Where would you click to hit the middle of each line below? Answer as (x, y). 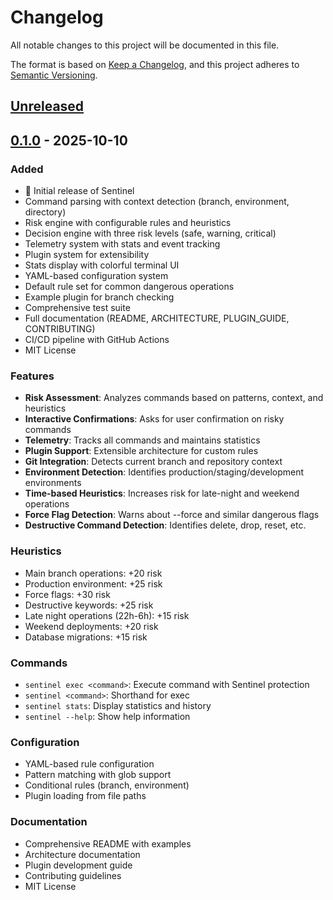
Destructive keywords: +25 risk (89, 605)
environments (53, 483)
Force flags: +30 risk (67, 594)
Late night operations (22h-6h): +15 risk (107, 615)
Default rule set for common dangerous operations (129, 287)
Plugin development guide (78, 865)
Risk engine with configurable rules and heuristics (128, 223)
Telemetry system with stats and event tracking (122, 244)
